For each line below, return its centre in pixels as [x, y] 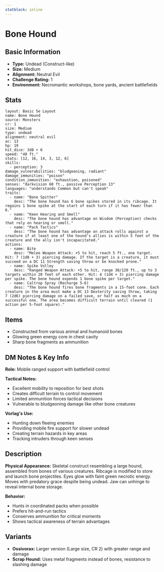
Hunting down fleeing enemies [43, 423]
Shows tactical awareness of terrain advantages [61, 521]
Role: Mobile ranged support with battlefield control [57, 369]
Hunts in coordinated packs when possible [55, 506]
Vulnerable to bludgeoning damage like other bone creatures [74, 404]
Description [23, 454]
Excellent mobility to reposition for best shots [58, 388]
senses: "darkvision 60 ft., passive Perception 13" [60, 185]
